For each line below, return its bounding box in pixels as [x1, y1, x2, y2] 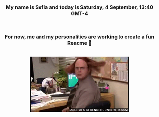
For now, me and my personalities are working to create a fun [4, 33, 155, 40]
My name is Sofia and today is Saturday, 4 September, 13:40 [5, 4, 154, 11]
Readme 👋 [67, 40, 92, 47]
